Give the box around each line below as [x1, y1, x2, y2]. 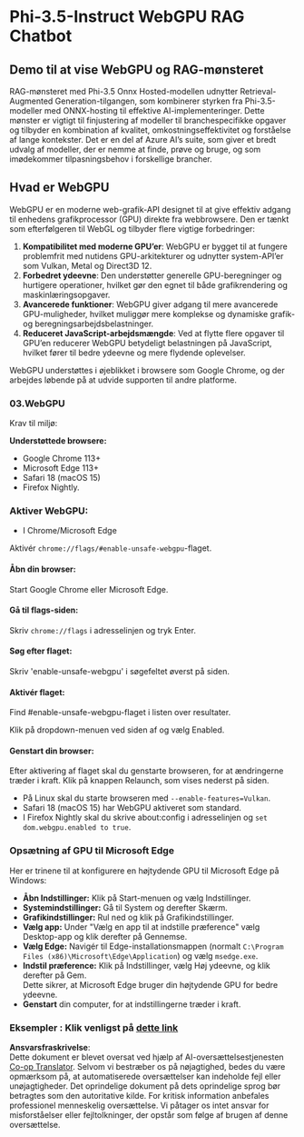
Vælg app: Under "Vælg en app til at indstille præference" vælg [22, 921, 260, 933]
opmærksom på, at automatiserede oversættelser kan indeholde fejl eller [9, 1071, 281, 1082]
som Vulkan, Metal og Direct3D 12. [22, 260, 152, 271]
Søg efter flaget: [9, 645, 73, 656]
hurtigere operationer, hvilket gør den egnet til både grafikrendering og [22, 279, 289, 290]
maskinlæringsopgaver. [22, 289, 111, 300]
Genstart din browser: [9, 745, 94, 756]
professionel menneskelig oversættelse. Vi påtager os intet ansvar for [9, 1100, 270, 1111]
